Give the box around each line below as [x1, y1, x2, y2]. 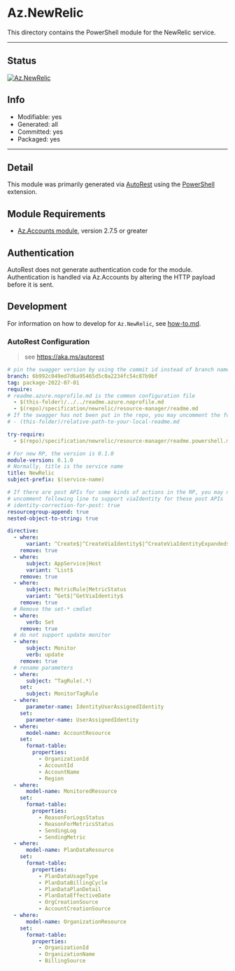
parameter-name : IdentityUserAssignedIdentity [25, 703, 164, 710]
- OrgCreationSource [38, 899, 99, 906]
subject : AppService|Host [25, 560, 101, 567]
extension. [7, 188, 38, 196]
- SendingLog [38, 827, 77, 834]
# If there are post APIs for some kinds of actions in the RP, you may [7, 489, 224, 496]
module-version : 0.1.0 [7, 457, 73, 464]
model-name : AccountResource [25, 729, 111, 736]
